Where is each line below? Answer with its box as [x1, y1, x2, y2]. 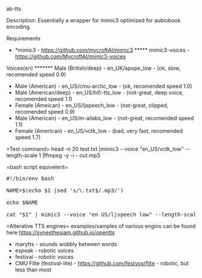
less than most [14, 266, 52, 273]
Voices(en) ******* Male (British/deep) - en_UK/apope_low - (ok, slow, [6, 64, 181, 72]
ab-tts [6, 5, 22, 12]
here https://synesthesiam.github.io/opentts [6, 229, 115, 236]
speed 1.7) [14, 134, 41, 141]
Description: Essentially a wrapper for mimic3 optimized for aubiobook [6, 17, 181, 23]
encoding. [6, 23, 31, 30]
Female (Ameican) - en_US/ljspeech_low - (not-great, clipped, [14, 102, 169, 109]
